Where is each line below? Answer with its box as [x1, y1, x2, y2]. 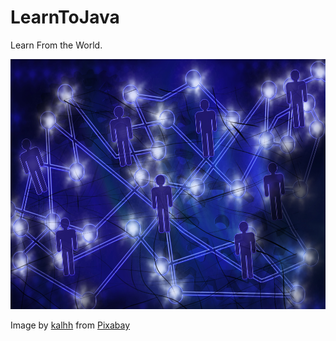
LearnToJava [10, 6, 120, 29]
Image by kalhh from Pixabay [10, 319, 131, 331]
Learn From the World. [10, 39, 103, 51]
